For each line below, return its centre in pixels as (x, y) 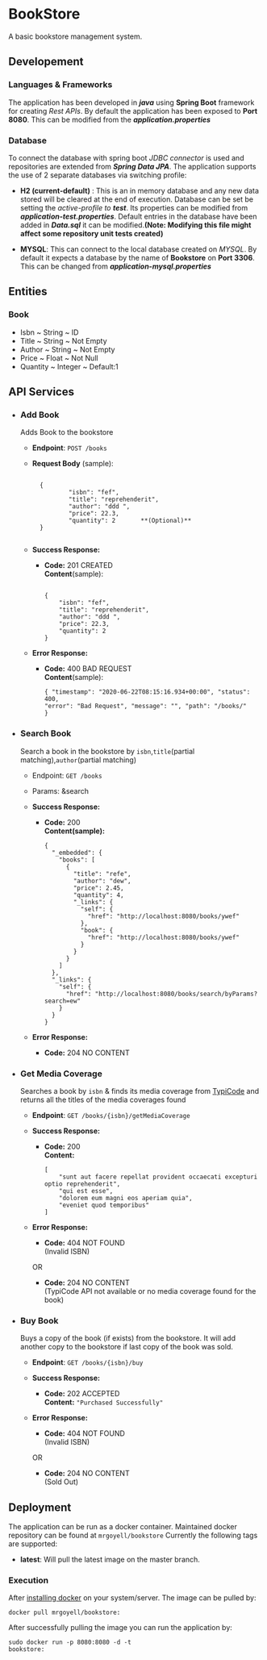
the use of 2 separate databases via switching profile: (98, 175)
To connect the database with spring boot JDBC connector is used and (126, 157)
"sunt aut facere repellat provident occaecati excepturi (159, 1177)
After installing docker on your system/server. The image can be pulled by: (132, 1598)
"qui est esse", (86, 1191)
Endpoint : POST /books (69, 448)
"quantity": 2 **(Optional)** (130, 521)
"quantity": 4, (98, 895)
